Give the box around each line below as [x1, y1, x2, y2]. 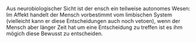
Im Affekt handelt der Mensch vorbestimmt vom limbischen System [6, 11, 173, 18]
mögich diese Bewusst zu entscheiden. [6, 30, 103, 37]
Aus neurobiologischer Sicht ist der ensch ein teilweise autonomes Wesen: [6, 5, 191, 12]
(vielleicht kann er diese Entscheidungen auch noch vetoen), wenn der [6, 18, 181, 24]
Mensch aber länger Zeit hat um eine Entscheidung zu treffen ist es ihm [6, 24, 183, 31]
